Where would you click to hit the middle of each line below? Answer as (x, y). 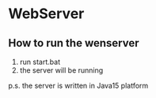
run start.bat (40, 62)
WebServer (46, 14)
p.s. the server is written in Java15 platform (78, 85)
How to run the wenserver (74, 43)
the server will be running (61, 70)
